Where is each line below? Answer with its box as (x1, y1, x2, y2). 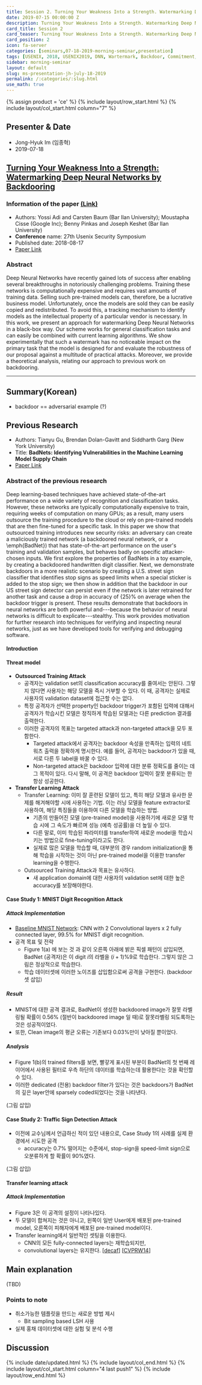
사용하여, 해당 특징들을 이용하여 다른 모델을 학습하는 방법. (23, 806, 159, 814)
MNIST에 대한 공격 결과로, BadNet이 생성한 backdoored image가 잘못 (14, 1006, 182, 1013)
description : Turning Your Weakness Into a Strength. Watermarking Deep (6, 20, 192, 26)
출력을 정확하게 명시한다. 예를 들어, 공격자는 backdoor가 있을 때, (44, 747, 196, 755)
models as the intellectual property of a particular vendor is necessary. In (6, 313, 188, 320)
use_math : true (6, 82, 44, 88)
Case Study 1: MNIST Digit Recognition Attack (6, 895, 123, 903)
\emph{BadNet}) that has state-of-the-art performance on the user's (6, 541, 177, 549)
